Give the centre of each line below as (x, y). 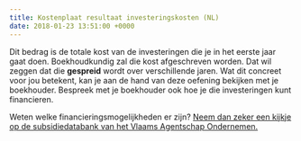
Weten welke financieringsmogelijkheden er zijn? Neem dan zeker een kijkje (150, 117)
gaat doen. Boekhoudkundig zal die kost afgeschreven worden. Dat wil (141, 61)
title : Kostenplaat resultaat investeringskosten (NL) (114, 18)
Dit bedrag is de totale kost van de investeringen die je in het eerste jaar (143, 51)
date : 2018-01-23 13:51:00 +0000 (72, 26)
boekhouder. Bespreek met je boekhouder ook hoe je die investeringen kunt (150, 90)
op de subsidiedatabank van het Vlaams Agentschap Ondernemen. (134, 126)
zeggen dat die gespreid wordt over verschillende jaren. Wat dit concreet (146, 70)
